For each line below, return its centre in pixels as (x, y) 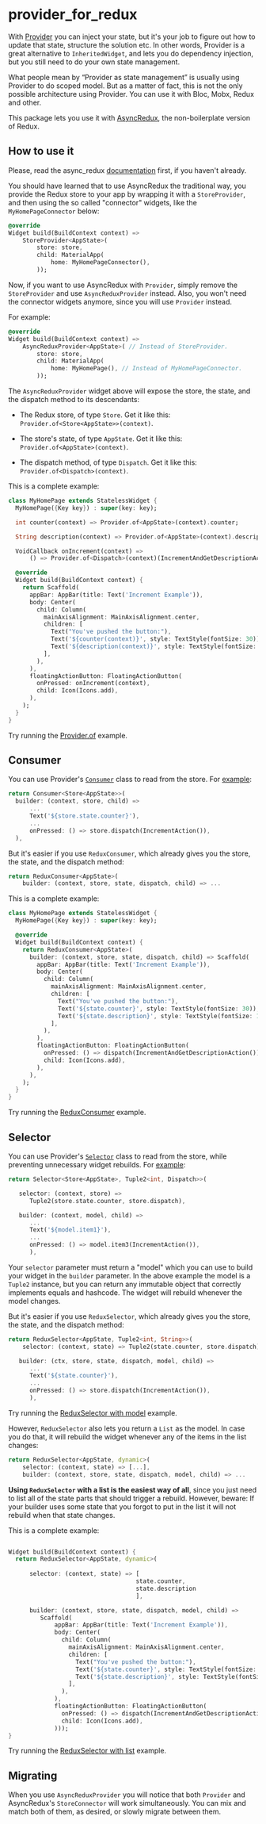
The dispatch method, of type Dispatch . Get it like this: (108, 462)
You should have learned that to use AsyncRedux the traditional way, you (127, 186)
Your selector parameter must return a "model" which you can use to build (131, 1267)
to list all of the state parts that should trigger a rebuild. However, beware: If (131, 1498)
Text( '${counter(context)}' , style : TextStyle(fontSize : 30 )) (155, 639)
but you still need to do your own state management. (94, 62)
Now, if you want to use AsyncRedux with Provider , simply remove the (123, 285)
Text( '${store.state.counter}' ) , (84, 816)
